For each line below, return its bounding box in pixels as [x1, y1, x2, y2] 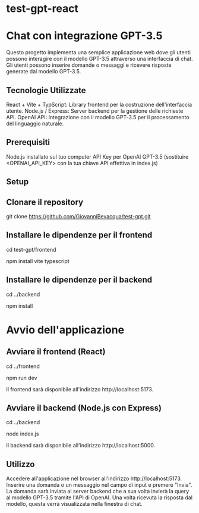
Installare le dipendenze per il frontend [6, 230, 153, 240]
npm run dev [6, 374, 37, 381]
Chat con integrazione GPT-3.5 [6, 29, 163, 43]
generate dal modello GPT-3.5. [6, 68, 81, 75]
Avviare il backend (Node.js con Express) [6, 403, 162, 413]
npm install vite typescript [6, 257, 70, 264]
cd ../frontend [6, 363, 40, 370]
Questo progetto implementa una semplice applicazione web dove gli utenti [6, 49, 191, 56]
